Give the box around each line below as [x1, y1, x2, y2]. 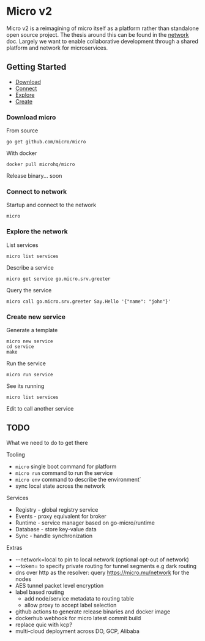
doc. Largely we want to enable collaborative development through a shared [6, 37, 199, 45]
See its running [6, 382, 45, 390]
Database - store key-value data [15, 525, 97, 533]
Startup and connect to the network [6, 201, 97, 209]
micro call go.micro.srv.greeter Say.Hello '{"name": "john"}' [6, 298, 171, 305]
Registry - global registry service [15, 506, 99, 513]
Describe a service [6, 264, 54, 271]
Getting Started [6, 62, 67, 72]
